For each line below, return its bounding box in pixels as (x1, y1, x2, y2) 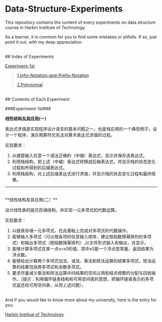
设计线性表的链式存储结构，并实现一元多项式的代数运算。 (5, 207, 119, 213)
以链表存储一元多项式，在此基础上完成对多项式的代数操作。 (12, 228, 131, 233)
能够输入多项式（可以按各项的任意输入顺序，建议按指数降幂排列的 (12, 233, 143, 239)
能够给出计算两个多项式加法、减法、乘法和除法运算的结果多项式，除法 (12, 258, 152, 263)
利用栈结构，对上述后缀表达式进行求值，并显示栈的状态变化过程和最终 (12, 170, 152, 176)
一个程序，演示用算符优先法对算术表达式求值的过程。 (9, 132, 115, 138)
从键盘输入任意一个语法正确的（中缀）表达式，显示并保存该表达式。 (12, 153, 148, 158)
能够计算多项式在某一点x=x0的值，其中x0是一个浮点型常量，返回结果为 (12, 245, 154, 251)
